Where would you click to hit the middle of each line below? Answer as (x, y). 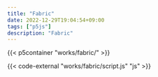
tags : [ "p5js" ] (29, 26)
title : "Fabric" (31, 14)
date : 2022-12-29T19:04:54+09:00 (56, 20)
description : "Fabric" (40, 33)
